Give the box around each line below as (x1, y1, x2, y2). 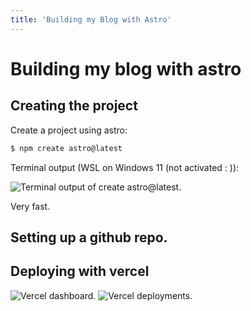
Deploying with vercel (10, 263, 150, 280)
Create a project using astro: (10, 124, 128, 136)
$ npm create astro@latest (10, 143, 123, 153)
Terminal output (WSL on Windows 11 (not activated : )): (10, 161, 240, 173)
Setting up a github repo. (10, 229, 168, 246)
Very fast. (10, 200, 51, 212)
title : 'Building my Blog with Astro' (10, 14, 172, 25)
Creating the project (10, 97, 138, 115)
